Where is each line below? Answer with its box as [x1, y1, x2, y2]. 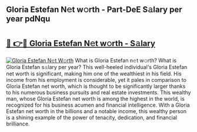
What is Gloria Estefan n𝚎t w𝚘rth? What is [75, 57, 177, 64]
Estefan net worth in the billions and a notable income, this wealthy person [6, 108, 187, 114]
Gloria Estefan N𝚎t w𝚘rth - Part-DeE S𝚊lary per [6, 5, 182, 15]
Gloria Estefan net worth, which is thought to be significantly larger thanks [6, 82, 186, 90]
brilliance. [6, 120, 30, 127]
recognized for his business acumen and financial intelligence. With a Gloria [6, 101, 190, 108]
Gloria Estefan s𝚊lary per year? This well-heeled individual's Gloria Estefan [6, 64, 188, 70]
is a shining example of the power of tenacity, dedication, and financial [6, 114, 178, 121]
